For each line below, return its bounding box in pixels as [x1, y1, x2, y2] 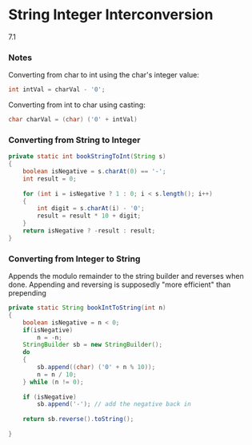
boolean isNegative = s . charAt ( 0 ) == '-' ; [22, 168, 166, 176]
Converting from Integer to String [8, 253, 141, 264]
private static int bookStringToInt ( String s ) [8, 153, 166, 161]
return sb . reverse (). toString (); [22, 415, 134, 423]
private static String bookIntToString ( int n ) [8, 304, 166, 312]
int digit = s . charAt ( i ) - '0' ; [37, 205, 146, 213]
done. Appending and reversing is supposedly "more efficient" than [8, 280, 231, 289]
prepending [8, 288, 46, 298]
